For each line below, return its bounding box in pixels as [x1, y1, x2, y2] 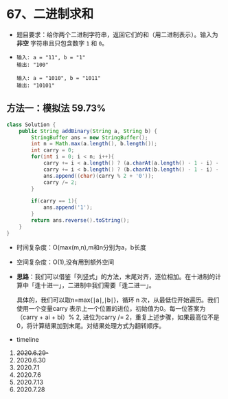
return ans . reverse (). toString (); [31, 217, 130, 224]
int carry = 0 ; [31, 147, 75, 154]
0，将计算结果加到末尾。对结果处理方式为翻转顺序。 [16, 321, 166, 329]
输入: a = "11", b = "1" [16, 54, 86, 61]
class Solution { [6, 121, 56, 128]
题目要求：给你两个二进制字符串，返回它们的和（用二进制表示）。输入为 [16, 30, 218, 39]
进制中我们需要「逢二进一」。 [73, 280, 155, 289]
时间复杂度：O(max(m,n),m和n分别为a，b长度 [16, 243, 147, 252]
